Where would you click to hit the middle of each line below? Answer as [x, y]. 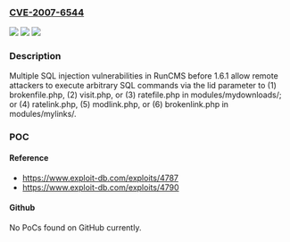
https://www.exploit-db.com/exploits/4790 [101, 187]
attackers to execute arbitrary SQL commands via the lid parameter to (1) [143, 85]
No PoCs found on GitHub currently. [75, 227]
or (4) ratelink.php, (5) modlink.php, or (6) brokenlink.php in [119, 104]
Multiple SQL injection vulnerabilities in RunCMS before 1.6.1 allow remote [144, 75]
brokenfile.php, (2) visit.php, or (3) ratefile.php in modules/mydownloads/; [145, 95]
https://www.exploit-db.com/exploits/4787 [100, 178]
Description [35, 56]
